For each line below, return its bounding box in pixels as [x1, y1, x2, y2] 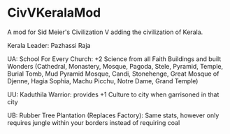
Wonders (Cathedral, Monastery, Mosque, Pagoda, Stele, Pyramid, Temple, [7, 62, 224, 70]
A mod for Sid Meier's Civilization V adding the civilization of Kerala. [7, 28, 203, 36]
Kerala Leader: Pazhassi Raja [7, 41, 91, 49]
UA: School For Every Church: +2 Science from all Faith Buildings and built [7, 54, 222, 63]
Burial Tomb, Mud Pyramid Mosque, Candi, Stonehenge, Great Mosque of [7, 69, 220, 78]
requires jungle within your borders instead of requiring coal [7, 118, 180, 126]
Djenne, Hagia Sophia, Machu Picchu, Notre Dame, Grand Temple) [7, 76, 199, 85]
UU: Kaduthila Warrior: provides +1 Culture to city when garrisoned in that [7, 90, 220, 99]
